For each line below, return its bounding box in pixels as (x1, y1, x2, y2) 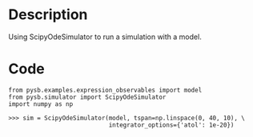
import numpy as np (8, 100, 74, 108)
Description (8, 6, 88, 24)
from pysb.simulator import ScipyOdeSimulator (8, 93, 167, 101)
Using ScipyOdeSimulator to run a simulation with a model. (8, 32, 202, 41)
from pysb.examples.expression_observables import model (8, 86, 203, 94)
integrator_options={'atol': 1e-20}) (108, 121, 235, 129)
